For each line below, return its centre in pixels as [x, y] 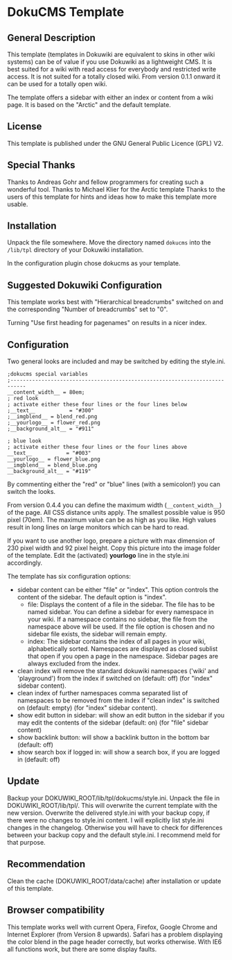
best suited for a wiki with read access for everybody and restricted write [112, 69]
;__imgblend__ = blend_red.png [52, 417]
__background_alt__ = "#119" [49, 472]
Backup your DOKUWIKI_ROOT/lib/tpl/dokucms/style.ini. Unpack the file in [114, 798]
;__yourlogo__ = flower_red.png [54, 423]
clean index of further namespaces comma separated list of [102, 693]
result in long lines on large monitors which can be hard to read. [98, 527]
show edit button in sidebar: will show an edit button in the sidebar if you [121, 715]
